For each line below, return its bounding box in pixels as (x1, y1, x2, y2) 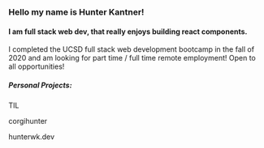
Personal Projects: (8, 80, 72, 90)
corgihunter (8, 116, 48, 126)
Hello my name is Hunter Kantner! (8, 6, 145, 18)
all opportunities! (8, 61, 65, 71)
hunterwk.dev (8, 132, 55, 142)
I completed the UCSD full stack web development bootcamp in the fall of (8, 44, 254, 54)
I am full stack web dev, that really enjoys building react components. (8, 27, 248, 36)
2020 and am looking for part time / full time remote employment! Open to (8, 53, 256, 63)
